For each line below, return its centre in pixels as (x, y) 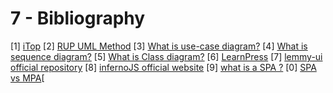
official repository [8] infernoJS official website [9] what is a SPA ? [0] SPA (163, 67)
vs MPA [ (27, 78)
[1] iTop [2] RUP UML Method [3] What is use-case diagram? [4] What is (159, 46)
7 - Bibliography (78, 18)
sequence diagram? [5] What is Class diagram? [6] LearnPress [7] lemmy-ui (166, 56)
